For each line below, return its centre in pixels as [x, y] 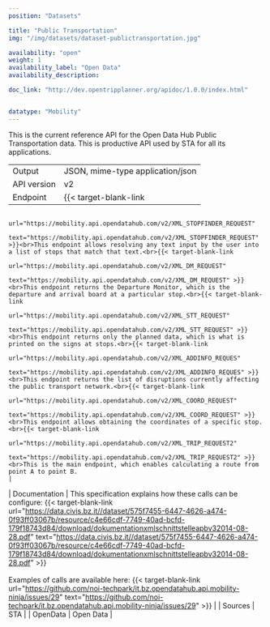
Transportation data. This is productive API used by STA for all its [117, 143]
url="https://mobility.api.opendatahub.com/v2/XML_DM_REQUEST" [118, 266]
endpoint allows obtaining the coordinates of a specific [141, 422]
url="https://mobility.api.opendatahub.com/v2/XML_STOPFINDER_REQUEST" [132, 224]
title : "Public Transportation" [63, 30]
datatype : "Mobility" [45, 111]
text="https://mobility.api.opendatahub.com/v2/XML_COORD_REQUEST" [125, 415]
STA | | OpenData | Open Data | [60, 614]
